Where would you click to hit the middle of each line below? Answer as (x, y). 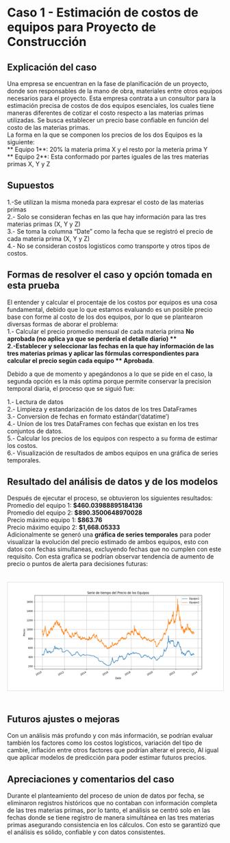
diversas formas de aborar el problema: (63, 324)
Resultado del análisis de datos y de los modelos (113, 482)
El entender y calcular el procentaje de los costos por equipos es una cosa (112, 302)
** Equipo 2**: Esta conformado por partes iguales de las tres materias (108, 157)
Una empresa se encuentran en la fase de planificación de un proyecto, (108, 83)
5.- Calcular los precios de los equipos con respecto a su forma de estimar (112, 438)
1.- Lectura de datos (35, 402)
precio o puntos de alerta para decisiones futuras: (78, 564)
